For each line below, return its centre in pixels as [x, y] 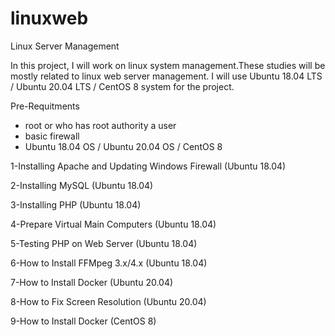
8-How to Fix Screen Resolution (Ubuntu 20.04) [108, 301]
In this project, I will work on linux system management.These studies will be [168, 65]
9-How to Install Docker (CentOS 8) [83, 321]
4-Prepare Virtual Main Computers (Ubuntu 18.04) [113, 224]
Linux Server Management [65, 46]
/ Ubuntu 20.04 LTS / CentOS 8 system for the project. [122, 86]
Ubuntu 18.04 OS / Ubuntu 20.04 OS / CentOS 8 [123, 146]
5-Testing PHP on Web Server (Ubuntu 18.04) [104, 243]
